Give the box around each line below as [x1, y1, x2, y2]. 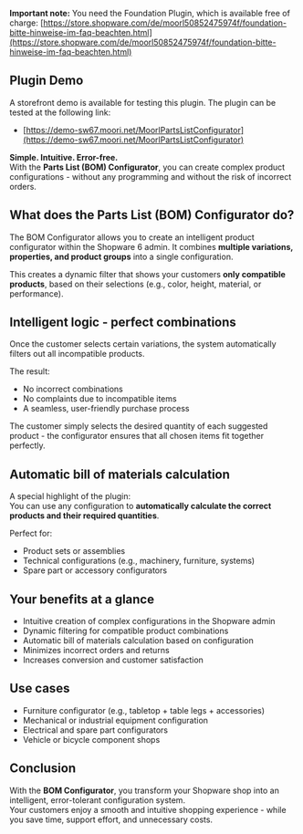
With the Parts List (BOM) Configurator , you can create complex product [9, 162, 286, 172]
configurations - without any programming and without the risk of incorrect [9, 171, 292, 182]
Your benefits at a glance [9, 591, 155, 607]
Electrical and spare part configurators [22, 725, 169, 735]
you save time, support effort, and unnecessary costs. [9, 814, 213, 825]
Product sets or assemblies [22, 546, 126, 557]
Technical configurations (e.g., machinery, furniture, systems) [22, 556, 256, 567]
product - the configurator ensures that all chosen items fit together [9, 431, 265, 442]
